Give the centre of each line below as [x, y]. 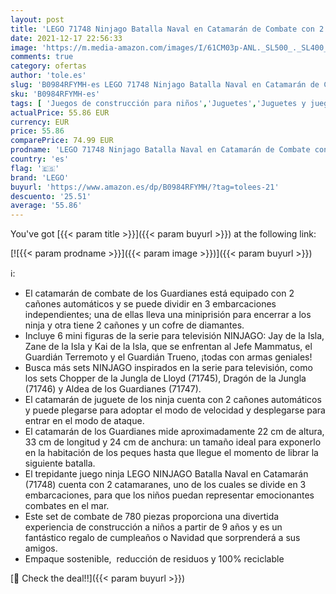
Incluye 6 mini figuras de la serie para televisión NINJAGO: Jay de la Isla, [174, 336]
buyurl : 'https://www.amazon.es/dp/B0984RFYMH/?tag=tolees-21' [145, 187]
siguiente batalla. [60, 463]
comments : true [42, 57]
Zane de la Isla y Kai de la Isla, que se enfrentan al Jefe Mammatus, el [168, 347]
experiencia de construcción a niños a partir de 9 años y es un [153, 527]
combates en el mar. [67, 506]
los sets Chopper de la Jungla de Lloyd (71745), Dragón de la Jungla [165, 378]
